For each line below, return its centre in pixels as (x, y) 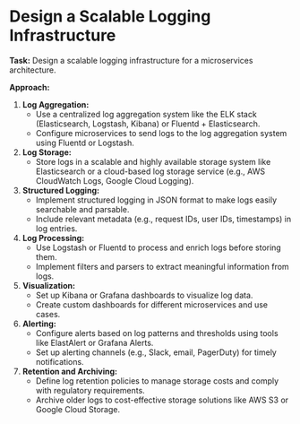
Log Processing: (53, 238)
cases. (48, 314)
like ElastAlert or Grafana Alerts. (94, 342)
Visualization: (49, 285)
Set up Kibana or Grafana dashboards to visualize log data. (144, 295)
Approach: (30, 87)
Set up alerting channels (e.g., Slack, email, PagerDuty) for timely (156, 352)
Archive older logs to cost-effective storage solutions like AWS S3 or (162, 400)
